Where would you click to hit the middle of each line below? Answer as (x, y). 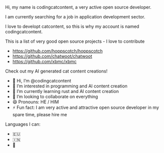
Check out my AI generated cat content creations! (56, 71)
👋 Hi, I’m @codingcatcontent (42, 81)
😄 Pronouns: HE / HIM (35, 102)
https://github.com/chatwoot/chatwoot (52, 56)
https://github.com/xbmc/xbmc (44, 61)
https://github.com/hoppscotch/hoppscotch (58, 51)
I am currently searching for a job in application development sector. (75, 17)
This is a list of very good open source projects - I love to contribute (75, 41)
